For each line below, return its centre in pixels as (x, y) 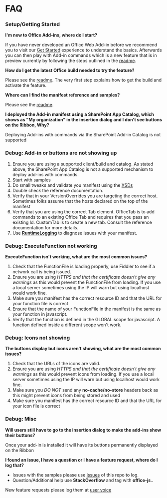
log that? (14, 465)
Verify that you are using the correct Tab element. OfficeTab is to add (83, 212)
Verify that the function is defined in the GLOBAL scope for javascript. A (86, 320)
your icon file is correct (36, 406)
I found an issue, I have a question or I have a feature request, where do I (82, 460)
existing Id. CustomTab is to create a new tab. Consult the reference (82, 222)
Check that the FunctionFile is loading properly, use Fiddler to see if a (84, 266)
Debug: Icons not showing (38, 338)
